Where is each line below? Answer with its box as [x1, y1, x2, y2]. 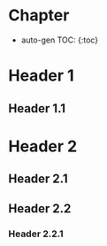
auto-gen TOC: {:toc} [20, 35, 99, 45]
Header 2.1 [8, 172, 68, 187]
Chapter [8, 5, 70, 26]
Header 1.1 [8, 101, 66, 116]
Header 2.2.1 [8, 227, 64, 240]
